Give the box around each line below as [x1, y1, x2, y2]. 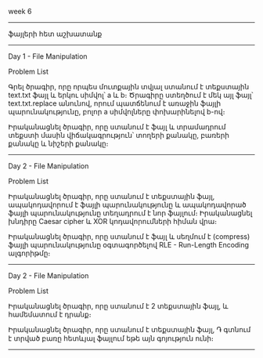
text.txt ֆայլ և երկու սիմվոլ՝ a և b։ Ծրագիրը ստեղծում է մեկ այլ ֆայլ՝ [8, 90, 254, 99]
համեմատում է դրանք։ [8, 309, 92, 319]
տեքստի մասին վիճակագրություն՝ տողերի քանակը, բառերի [8, 131, 229, 139]
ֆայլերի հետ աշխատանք [8, 29, 103, 38]
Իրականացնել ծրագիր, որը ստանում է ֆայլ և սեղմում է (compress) [8, 232, 250, 241]
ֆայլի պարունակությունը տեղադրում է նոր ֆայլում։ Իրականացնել [8, 208, 253, 218]
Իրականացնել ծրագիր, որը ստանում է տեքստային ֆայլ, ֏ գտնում [8, 325, 251, 334]
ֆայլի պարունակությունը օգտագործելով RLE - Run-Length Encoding [8, 240, 249, 249]
